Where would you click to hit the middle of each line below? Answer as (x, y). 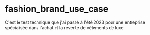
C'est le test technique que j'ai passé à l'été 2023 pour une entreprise (75, 22)
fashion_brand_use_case (57, 9)
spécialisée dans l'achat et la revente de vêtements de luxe (64, 27)
